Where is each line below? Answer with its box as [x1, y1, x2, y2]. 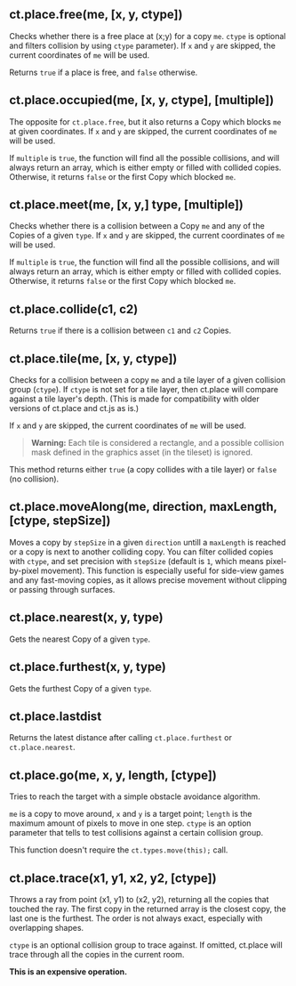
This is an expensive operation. [9, 966, 127, 977]
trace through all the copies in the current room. [9, 949, 185, 959]
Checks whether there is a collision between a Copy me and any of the [9, 221, 265, 231]
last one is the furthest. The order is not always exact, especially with [9, 912, 263, 924]
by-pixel [9, 565, 39, 576]
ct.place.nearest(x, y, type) [9, 610, 164, 626]
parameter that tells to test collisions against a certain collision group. [9, 828, 264, 838]
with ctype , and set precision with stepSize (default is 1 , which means [9, 555, 264, 566]
